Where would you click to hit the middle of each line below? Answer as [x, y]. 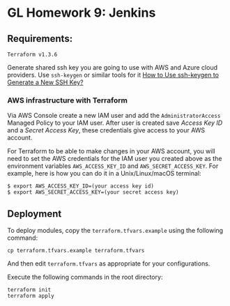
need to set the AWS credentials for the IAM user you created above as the [115, 159]
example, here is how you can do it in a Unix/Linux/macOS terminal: [104, 174]
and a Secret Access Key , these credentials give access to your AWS [106, 130]
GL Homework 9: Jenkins [82, 13]
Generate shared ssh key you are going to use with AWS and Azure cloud [113, 67]
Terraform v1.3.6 [32, 54]
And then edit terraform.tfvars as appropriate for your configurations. [109, 263]
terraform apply [31, 296]
